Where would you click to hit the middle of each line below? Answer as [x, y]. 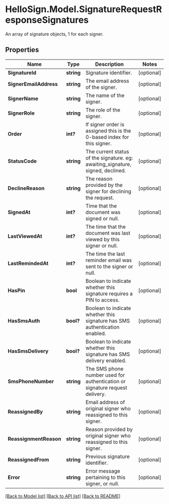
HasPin [16, 290]
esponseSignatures [47, 20]
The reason [99, 179]
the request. [100, 197]
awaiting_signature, [108, 164]
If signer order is [105, 124]
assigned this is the [108, 131]
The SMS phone [104, 369]
